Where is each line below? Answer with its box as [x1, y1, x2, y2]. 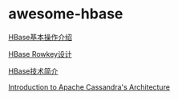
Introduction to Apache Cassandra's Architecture [8, 82, 171, 92]
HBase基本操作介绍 [8, 32, 72, 42]
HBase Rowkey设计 [8, 49, 72, 58]
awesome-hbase [8, 5, 123, 23]
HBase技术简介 [8, 66, 59, 76]
